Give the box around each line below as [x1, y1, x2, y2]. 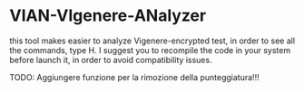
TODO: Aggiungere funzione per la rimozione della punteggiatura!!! [9, 71, 260, 82]
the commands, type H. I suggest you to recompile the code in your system [9, 44, 291, 55]
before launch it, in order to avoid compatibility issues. [9, 54, 212, 65]
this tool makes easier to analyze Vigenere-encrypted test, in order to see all [9, 35, 296, 46]
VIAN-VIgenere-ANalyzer [9, 5, 207, 26]
